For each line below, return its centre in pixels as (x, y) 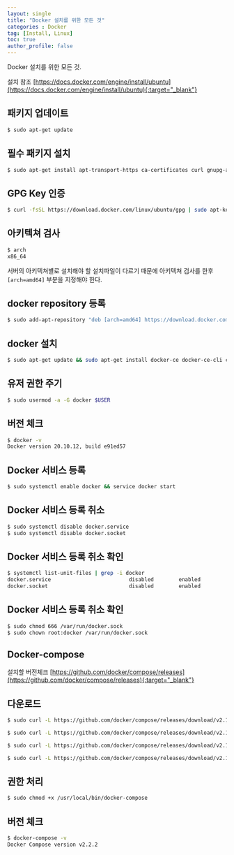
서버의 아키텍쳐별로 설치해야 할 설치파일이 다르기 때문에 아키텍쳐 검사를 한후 (110, 270)
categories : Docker (37, 27)
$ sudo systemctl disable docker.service (68, 527)
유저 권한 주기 (35, 384)
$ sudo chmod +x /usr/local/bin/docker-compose (78, 798)
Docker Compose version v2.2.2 (53, 845)
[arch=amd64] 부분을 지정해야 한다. (55, 279)
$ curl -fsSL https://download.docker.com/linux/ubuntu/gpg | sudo (107, 210)
